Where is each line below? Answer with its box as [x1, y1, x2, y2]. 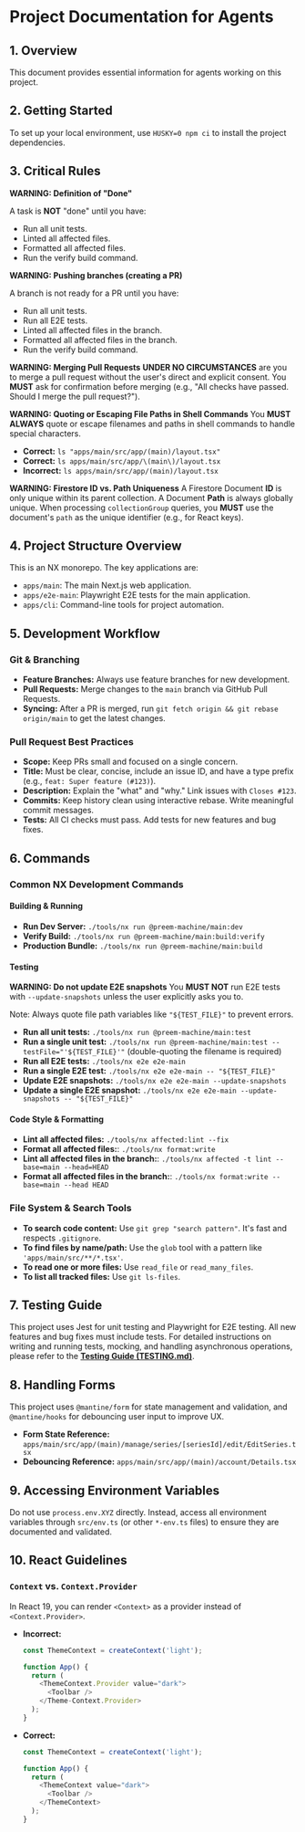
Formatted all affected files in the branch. [22, 334, 178, 345]
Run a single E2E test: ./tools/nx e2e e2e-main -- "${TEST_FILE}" [22, 1065, 276, 1076]
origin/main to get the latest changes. [22, 713, 166, 724]
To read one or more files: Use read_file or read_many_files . [22, 1261, 254, 1272]
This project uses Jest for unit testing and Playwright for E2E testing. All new [9, 1322, 297, 1333]
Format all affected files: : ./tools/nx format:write [22, 1144, 216, 1155]
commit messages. [22, 805, 94, 816]
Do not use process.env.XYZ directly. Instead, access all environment [9, 1507, 267, 1518]
